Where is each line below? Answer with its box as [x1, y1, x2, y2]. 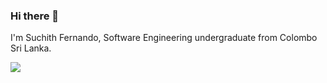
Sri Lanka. [10, 42, 52, 54]
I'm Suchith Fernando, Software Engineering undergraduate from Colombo [10, 32, 318, 44]
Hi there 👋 [10, 9, 60, 23]
